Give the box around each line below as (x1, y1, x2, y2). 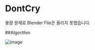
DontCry (5, 3, 41, 14)
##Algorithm (5, 29, 30, 35)
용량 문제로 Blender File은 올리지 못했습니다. (5, 20, 91, 25)
